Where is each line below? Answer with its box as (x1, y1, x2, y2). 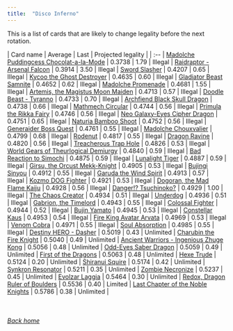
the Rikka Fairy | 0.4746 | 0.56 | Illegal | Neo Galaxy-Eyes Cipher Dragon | (7, 109, 218, 118)
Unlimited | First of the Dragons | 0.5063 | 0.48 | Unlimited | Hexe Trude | (7, 250, 217, 259)
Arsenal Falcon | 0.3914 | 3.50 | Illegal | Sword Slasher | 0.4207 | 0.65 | (7, 65, 210, 73)
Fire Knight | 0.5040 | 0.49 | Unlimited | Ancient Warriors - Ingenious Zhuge (7, 235, 224, 244)
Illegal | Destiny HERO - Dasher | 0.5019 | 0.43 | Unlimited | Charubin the (7, 228, 215, 236)
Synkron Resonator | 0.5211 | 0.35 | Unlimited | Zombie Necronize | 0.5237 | (7, 265, 223, 273)
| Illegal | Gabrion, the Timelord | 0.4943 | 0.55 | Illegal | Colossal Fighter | (7, 198, 218, 206)
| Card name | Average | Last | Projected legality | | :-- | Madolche (7, 50, 195, 59)
